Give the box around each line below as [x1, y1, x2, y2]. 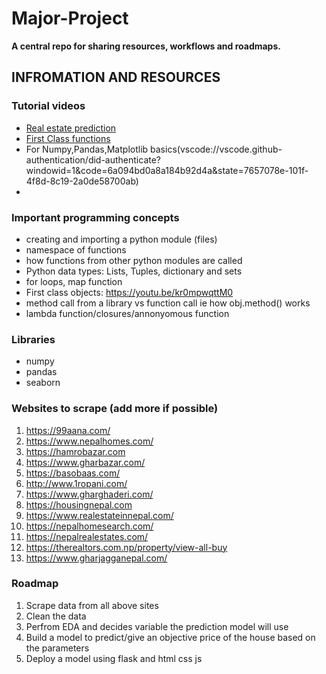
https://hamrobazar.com [25, 445, 126, 457]
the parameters [25, 642, 90, 654]
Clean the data [25, 610, 87, 622]
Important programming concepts [11, 210, 180, 224]
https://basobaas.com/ [25, 467, 121, 479]
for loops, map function [25, 275, 123, 287]
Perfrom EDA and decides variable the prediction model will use [25, 620, 289, 632]
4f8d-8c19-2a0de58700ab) [25, 175, 139, 187]
